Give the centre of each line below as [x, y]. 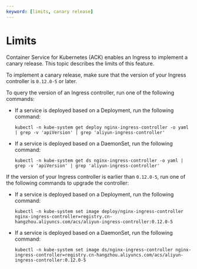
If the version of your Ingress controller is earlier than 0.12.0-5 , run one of [96, 176]
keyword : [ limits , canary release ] [50, 12]
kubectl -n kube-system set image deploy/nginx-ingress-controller [99, 211]
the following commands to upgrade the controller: [68, 183]
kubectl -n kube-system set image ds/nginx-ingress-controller [94, 250]
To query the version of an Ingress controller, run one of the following [90, 93]
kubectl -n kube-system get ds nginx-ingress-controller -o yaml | [99, 160]
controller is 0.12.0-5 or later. [42, 81]
